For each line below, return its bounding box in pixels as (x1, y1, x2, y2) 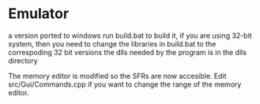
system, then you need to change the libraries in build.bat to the (8, 39, 217, 48)
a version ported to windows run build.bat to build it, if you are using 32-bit (8, 31, 252, 40)
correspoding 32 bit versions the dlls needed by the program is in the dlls (8, 47, 247, 57)
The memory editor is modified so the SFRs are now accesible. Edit (8, 71, 227, 80)
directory (8, 56, 38, 65)
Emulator (8, 5, 70, 23)
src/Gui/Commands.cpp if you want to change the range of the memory (8, 80, 242, 89)
